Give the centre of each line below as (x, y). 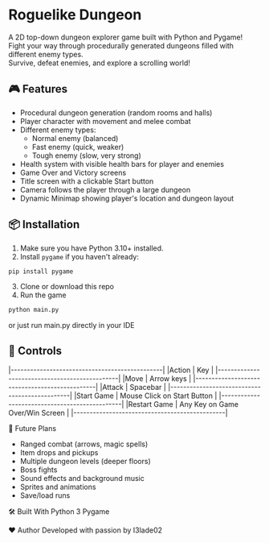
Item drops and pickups (59, 453)
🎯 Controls (35, 351)
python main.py (34, 310)
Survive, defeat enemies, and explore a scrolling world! (99, 63)
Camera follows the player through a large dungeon (105, 189)
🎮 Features (38, 89)
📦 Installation (44, 224)
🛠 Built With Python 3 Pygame (59, 512)
